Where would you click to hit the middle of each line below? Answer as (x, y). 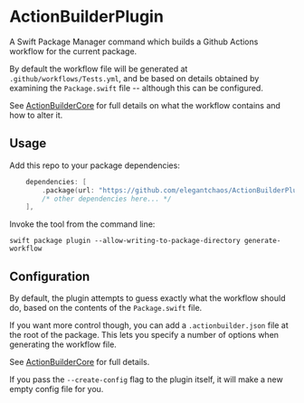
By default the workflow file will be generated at (99, 69)
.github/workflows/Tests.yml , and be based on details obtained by (134, 78)
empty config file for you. (57, 389)
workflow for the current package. (73, 51)
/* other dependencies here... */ (107, 199)
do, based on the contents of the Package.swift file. (106, 308)
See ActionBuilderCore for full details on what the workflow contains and (145, 105)
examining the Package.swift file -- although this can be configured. (137, 88)
